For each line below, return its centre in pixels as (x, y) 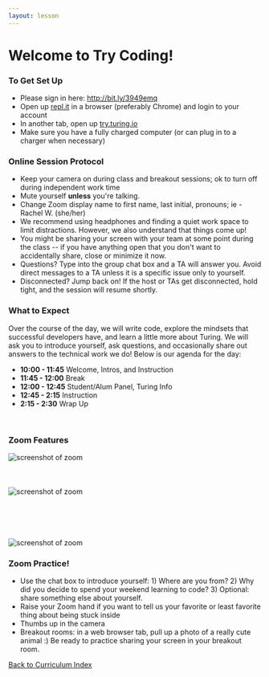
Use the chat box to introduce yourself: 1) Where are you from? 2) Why (137, 581)
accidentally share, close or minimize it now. (93, 256)
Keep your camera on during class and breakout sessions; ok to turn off (139, 179)
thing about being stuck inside (70, 615)
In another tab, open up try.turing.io (79, 124)
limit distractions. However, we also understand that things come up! (133, 230)
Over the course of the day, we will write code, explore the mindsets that (128, 328)
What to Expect (39, 311)
